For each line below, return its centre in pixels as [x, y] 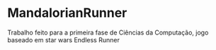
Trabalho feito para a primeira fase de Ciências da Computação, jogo [108, 32]
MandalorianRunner [67, 13]
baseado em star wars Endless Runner [64, 39]
